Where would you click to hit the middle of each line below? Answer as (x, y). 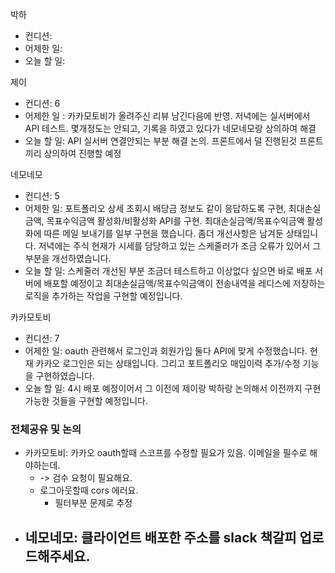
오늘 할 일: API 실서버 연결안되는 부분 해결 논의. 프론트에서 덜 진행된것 (161, 141)
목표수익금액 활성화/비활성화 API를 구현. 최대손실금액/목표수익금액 (175, 221)
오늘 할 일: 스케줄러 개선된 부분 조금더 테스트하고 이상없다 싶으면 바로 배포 (168, 271)
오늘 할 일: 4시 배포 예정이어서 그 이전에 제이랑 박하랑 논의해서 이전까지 (163, 388)
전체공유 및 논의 (46, 429)
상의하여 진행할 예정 (82, 153)
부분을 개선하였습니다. (68, 258)
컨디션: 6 (42, 103)
